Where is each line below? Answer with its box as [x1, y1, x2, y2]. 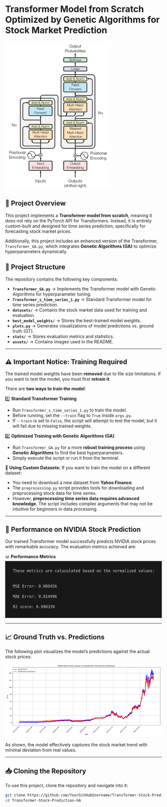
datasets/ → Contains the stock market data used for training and [12, 307, 148, 313]
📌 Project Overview [5, 199, 66, 207]
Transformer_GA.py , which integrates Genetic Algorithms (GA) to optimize [5, 243, 157, 249]
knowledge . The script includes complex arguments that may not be [12, 501, 153, 507]
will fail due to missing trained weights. [12, 423, 92, 429]
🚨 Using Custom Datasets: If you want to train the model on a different [5, 465, 151, 471]
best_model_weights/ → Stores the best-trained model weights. [12, 317, 142, 323]
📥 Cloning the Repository [5, 767, 86, 775]
